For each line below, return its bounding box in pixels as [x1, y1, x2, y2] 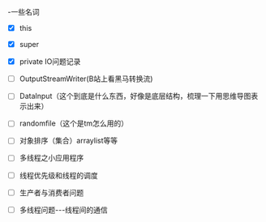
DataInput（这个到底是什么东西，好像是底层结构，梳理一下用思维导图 [19, 92, 251, 101]
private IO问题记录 [19, 57, 81, 66]
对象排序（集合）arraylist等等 [19, 136, 118, 146]
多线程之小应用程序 [19, 153, 84, 163]
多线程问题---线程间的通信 [19, 205, 109, 215]
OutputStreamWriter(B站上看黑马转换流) [19, 74, 153, 83]
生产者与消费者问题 [19, 187, 84, 197]
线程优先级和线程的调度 [19, 170, 98, 180]
